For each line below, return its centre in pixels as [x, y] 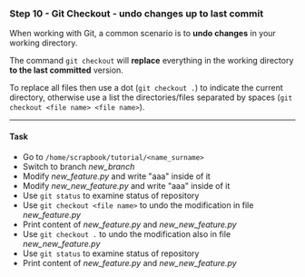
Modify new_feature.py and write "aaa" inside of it [116, 176]
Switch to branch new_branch [79, 166]
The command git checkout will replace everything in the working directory [152, 61]
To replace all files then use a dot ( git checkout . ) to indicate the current [146, 88]
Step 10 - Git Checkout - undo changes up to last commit [137, 14]
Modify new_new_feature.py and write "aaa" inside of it [126, 185]
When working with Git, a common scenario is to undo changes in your [143, 34]
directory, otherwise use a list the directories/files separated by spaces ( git [151, 97]
